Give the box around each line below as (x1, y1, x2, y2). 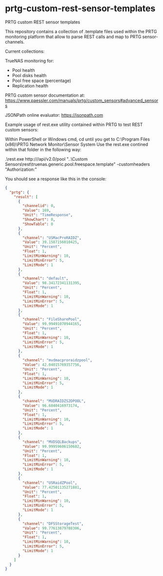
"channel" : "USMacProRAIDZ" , (22, 235, 82, 240)
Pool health (12, 67, 35, 73)
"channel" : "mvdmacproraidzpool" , (22, 358, 92, 363)
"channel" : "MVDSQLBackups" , (22, 439, 82, 444)
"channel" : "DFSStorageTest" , (22, 521, 84, 526)
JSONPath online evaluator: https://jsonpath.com (5, 112, 103, 118)
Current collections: (5, 48, 45, 54)
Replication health (12, 82, 49, 88)
